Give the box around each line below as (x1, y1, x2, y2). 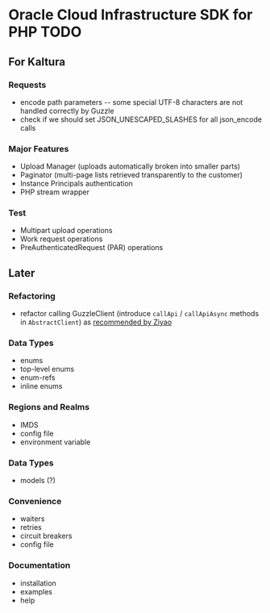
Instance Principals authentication (19, 179, 133, 189)
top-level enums (19, 365, 75, 374)
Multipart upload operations (19, 226, 113, 236)
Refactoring (8, 290, 56, 302)
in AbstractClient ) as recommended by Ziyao (19, 317, 172, 327)
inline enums (19, 382, 63, 391)
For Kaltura (8, 55, 66, 69)
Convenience (8, 495, 62, 507)
